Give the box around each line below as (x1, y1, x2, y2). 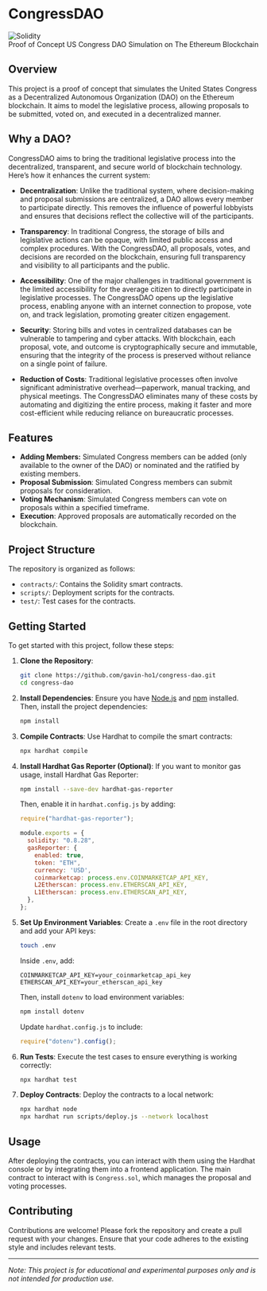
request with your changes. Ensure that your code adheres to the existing (8, 1234, 249, 1243)
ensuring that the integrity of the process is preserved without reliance (19, 350, 252, 360)
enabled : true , (34, 851, 85, 860)
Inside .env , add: (19, 956, 75, 965)
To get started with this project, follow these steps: (8, 641, 175, 649)
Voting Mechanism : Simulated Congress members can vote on (19, 494, 227, 504)
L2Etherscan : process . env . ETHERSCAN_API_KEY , (34, 881, 188, 889)
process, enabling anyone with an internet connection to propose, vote (19, 301, 252, 310)
